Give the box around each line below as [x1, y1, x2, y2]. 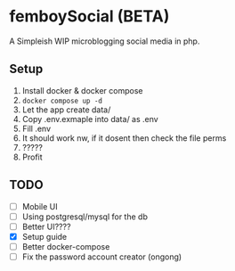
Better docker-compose [21, 241, 110, 251]
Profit [21, 152, 43, 162]
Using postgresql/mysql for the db [21, 211, 149, 222]
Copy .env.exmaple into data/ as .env [21, 113, 158, 124]
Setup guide [21, 231, 68, 242]
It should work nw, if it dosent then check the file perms [21, 132, 227, 144]
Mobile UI [21, 201, 58, 211]
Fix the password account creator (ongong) [21, 251, 182, 262]
